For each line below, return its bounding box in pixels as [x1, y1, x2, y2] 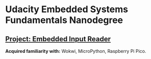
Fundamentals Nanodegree [5, 14, 123, 26]
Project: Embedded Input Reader [5, 35, 111, 43]
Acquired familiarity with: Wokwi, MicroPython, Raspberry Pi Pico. [5, 48, 146, 54]
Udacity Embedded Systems [5, 4, 129, 15]
